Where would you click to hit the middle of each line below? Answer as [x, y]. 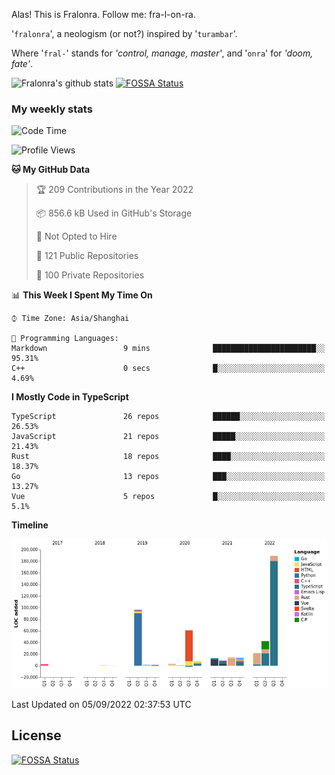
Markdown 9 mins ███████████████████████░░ [168, 349]
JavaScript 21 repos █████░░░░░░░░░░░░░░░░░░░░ [168, 437]
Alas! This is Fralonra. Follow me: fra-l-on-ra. [103, 14]
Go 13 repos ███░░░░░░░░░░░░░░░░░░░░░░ [168, 477]
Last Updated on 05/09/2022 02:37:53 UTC [101, 704]
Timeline [30, 525]
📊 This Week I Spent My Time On [82, 295]
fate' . [22, 63]
